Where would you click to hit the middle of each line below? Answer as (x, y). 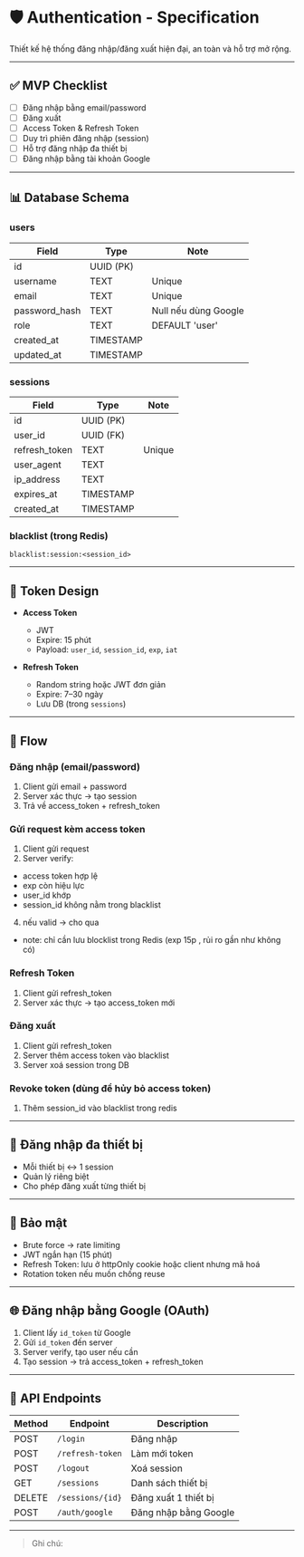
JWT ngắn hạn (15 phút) (67, 1254)
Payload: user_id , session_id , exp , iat (107, 649)
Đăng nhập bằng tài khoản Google (86, 159)
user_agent (38, 465)
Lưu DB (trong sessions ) (81, 704)
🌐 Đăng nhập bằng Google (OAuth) (109, 1311)
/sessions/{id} (90, 1498)
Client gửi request (56, 849)
